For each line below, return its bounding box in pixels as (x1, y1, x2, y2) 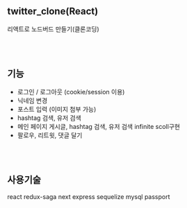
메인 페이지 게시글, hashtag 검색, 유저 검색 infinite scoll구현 (17, 122, 181, 130)
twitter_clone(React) (7, 6, 99, 17)
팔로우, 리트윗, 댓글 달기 (17, 131, 83, 139)
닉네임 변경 (17, 96, 48, 105)
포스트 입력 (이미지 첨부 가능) (17, 105, 97, 113)
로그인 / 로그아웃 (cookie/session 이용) (17, 87, 125, 96)
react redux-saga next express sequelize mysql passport (7, 193, 170, 201)
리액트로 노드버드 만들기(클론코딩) (7, 24, 99, 33)
